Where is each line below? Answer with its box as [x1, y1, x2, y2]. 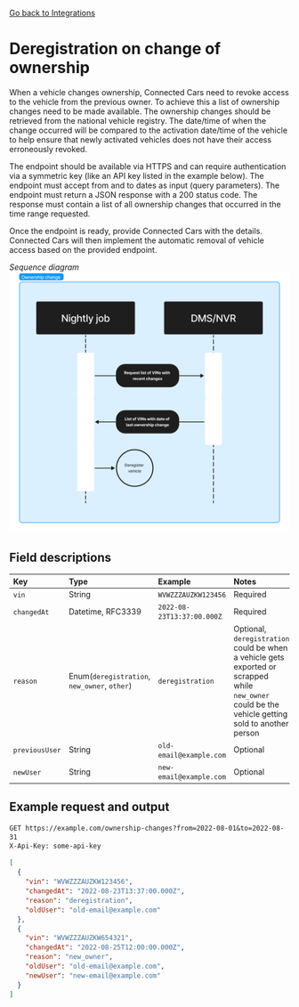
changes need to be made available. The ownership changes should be [9, 106, 271, 117]
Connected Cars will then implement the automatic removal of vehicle [9, 235, 264, 246]
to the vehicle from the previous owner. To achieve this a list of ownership [9, 96, 280, 107]
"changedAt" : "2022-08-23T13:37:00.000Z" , [25, 887, 185, 896]
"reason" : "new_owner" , [25, 953, 114, 962]
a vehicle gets [233, 652, 285, 662]
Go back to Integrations [9, 8, 96, 18]
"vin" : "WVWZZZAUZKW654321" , [25, 934, 133, 943]
